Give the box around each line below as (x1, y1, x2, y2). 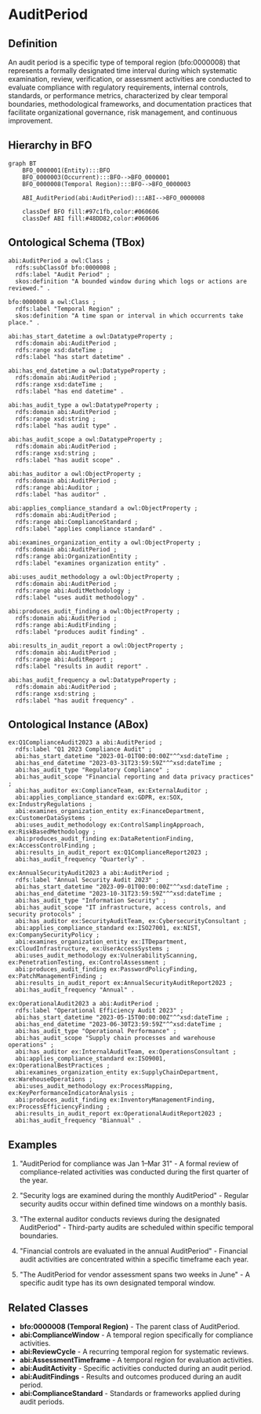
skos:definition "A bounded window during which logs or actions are (15, 277, 247, 285)
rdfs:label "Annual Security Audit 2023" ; (15, 876, 159, 885)
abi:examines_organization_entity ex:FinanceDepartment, (15, 808, 205, 815)
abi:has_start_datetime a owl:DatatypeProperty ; (8, 332, 174, 340)
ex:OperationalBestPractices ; (8, 1062, 111, 1070)
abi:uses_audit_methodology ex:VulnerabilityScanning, (15, 952, 198, 960)
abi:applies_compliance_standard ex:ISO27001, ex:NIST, (15, 925, 201, 932)
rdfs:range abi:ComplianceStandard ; (15, 518, 139, 526)
